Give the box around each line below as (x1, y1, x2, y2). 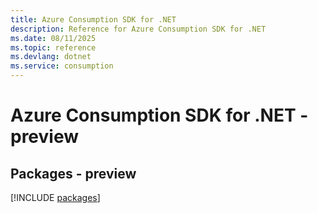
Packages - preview (10, 165, 137, 182)
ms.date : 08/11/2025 (10, 33, 97, 43)
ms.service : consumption (10, 61, 114, 71)
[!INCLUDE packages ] (10, 192, 101, 203)
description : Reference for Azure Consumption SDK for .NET (10, 24, 267, 34)
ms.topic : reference (10, 42, 97, 53)
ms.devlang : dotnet (10, 52, 92, 62)
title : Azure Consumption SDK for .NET (10, 14, 177, 25)
